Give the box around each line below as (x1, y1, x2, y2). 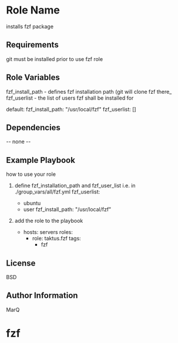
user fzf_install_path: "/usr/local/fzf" (23, 206, 112, 213)
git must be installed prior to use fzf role (6, 55, 103, 62)
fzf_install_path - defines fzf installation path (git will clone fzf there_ (6, 88, 172, 95)
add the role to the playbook (14, 218, 83, 225)
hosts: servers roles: (23, 229, 73, 236)
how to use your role (6, 171, 56, 178)
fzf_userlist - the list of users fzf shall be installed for (6, 94, 134, 101)
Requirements (6, 40, 59, 50)
